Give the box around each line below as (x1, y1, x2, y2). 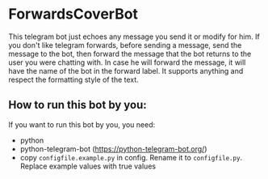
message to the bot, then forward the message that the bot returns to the (8, 49, 252, 58)
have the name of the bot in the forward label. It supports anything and (8, 66, 244, 75)
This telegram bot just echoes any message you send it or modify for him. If (8, 32, 260, 41)
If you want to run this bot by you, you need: (8, 119, 156, 130)
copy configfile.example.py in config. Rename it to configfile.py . (19, 152, 243, 162)
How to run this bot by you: (8, 98, 147, 112)
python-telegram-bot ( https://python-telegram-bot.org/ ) (19, 143, 207, 154)
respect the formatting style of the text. (8, 75, 139, 84)
